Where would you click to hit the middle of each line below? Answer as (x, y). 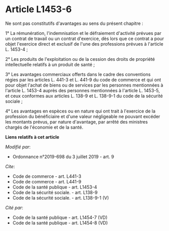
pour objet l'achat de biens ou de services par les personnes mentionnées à (84, 85)
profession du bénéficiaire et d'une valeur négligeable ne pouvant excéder (83, 116)
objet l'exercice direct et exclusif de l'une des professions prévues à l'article (84, 44)
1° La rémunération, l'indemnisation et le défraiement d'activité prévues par (83, 33)
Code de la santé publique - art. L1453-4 (55, 187)
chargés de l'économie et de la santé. (44, 127)
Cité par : (14, 207)
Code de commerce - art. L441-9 (47, 181)
